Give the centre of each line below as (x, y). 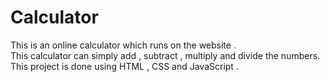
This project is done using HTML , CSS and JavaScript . (124, 66)
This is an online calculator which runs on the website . (123, 45)
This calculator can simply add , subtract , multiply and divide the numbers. (165, 55)
